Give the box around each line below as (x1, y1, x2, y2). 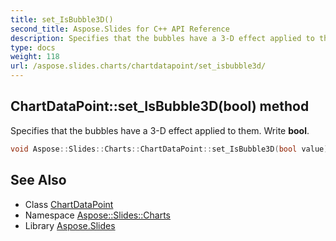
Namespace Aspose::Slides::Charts (24, 209, 171, 221)
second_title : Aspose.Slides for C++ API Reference (10, 24, 230, 34)
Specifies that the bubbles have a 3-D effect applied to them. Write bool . (10, 124, 310, 136)
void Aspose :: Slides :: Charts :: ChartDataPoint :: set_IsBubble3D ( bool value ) (10, 144, 329, 154)
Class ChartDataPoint (24, 198, 114, 210)
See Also (10, 172, 67, 189)
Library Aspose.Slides (24, 219, 116, 231)
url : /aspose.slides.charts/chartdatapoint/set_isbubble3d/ (10, 61, 267, 71)
